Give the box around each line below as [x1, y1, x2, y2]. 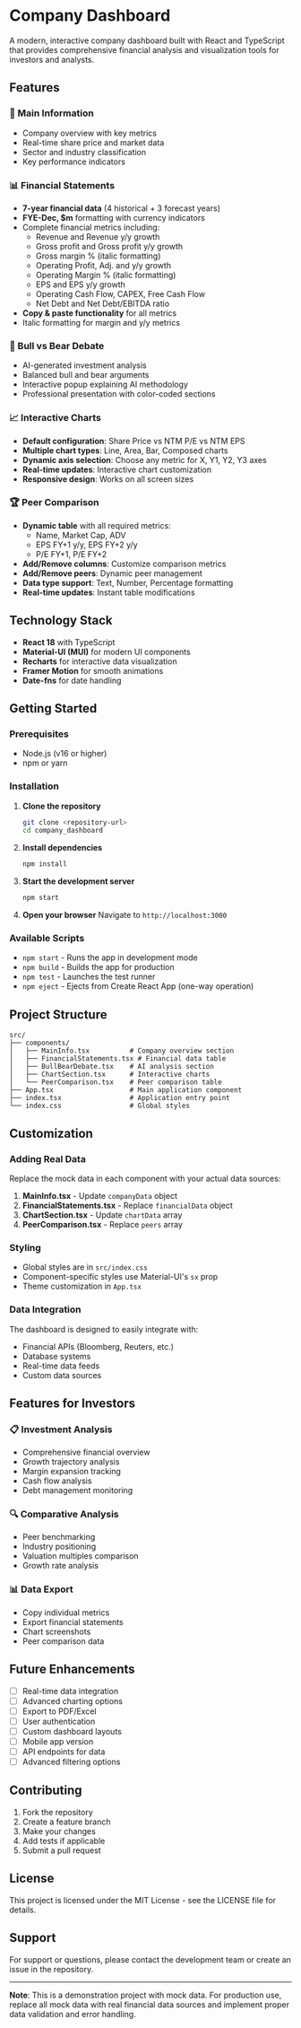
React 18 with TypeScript [21, 636, 116, 647]
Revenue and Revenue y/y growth [35, 231, 160, 242]
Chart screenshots [21, 1626, 91, 1637]
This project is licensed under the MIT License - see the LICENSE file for [9, 1894, 276, 1905]
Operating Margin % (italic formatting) [35, 269, 176, 280]
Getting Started [9, 701, 98, 716]
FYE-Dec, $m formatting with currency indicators [21, 212, 206, 223]
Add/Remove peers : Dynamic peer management [21, 567, 203, 579]
